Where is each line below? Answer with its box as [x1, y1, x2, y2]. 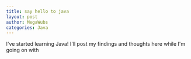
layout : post [6, 14, 38, 20]
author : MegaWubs [6, 19, 48, 25]
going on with [6, 47, 39, 54]
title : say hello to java [6, 8, 69, 14]
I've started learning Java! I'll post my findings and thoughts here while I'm [6, 40, 186, 47]
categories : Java [6, 24, 48, 31]
